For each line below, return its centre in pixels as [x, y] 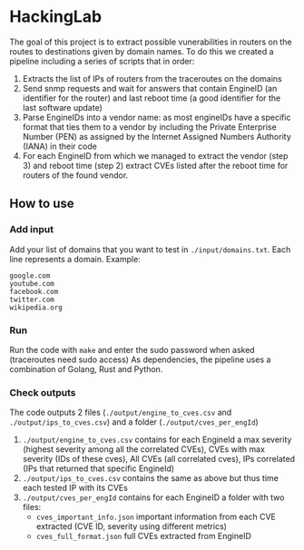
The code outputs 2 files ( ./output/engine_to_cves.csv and [121, 412]
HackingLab [56, 17]
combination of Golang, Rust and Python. [86, 368]
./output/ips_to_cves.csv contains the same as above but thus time [150, 478]
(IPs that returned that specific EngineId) [98, 468]
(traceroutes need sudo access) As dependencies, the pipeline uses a [140, 359]
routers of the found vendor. [75, 175]
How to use [42, 204]
